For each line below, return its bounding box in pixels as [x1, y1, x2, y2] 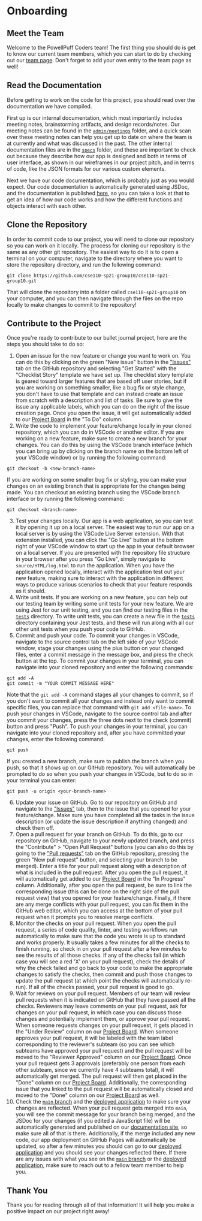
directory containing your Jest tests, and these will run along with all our [15, 619, 194, 627]
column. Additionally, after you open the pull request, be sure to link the [15, 882, 192, 889]
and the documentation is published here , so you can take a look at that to [7, 189, 190, 197]
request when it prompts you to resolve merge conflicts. [15, 914, 155, 921]
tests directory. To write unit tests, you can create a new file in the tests [15, 613, 195, 620]
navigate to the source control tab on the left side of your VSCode [15, 638, 179, 645]
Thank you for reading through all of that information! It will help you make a [7, 1201, 194, 1208]
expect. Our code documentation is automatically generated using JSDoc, [7, 183, 189, 190]
